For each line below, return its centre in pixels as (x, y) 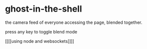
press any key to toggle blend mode (41, 32)
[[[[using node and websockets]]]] (40, 41)
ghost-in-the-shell (43, 9)
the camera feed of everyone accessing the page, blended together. (74, 22)
